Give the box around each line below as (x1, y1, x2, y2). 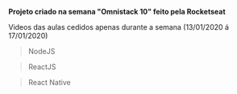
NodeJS (27, 47, 56, 55)
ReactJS (27, 62, 56, 72)
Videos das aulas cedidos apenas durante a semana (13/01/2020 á (8, 22, 230, 31)
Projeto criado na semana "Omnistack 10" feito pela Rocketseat (8, 7, 226, 16)
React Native (27, 78, 71, 87)
